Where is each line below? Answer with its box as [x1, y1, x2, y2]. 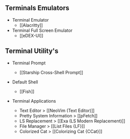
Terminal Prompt [12, 60, 46, 66]
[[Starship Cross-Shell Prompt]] [19, 69, 84, 75]
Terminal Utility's [5, 47, 59, 56]
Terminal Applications [12, 98, 56, 104]
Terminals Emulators [5, 4, 69, 12]
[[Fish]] [19, 88, 35, 94]
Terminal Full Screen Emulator [12, 27, 73, 33]
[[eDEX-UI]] [19, 32, 43, 38]
